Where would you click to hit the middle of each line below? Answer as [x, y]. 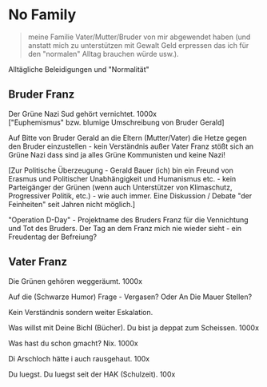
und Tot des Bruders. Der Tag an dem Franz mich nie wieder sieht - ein [125, 228]
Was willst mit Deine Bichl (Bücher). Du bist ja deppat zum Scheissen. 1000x [134, 327]
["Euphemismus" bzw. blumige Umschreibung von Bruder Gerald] [117, 122]
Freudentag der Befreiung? [53, 237]
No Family [42, 15]
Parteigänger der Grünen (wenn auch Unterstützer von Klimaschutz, [120, 187]
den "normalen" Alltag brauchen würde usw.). [103, 54]
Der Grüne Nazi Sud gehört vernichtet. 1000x [83, 114]
